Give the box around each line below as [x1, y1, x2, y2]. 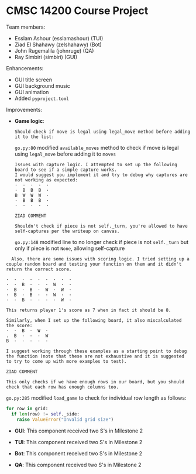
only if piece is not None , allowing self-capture [14, 245, 125, 252]
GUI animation [14, 88, 49, 95]
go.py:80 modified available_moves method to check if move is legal [14, 144, 179, 151]
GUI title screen [14, 76, 53, 83]
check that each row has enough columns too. [6, 384, 119, 390]
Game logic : [14, 117, 45, 124]
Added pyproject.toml [14, 95, 69, 102]
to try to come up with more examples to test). [6, 358, 127, 364]
